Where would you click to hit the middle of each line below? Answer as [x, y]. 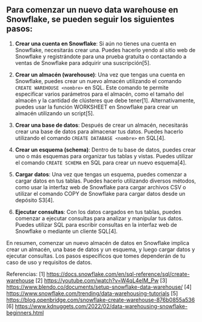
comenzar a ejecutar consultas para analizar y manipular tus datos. [99, 218]
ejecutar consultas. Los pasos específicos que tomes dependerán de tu [96, 256]
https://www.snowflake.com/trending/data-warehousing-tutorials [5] [92, 293]
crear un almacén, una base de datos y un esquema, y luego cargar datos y [101, 249]
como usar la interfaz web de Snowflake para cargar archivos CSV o [100, 187]
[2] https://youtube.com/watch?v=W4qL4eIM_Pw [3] [102, 280]
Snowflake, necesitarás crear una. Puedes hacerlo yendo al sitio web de [105, 50]
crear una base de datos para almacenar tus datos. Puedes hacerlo [99, 131]
